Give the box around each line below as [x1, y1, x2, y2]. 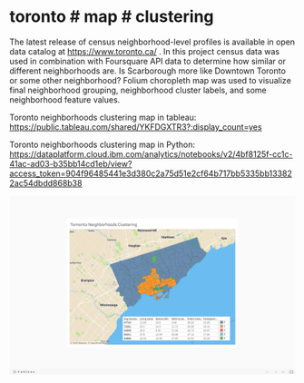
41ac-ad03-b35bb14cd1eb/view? [9, 158, 132, 169]
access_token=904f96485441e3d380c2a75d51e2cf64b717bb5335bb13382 [9, 168, 292, 179]
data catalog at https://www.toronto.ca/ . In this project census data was [9, 45, 279, 56]
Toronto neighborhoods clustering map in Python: [9, 139, 195, 150]
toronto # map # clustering [9, 6, 215, 27]
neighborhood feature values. [9, 93, 121, 105]
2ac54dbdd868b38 [9, 177, 83, 188]
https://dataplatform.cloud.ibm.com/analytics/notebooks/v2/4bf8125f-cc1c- [9, 148, 293, 160]
